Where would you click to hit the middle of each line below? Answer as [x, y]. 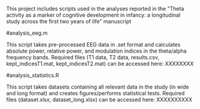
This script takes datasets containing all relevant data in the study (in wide [98, 87]
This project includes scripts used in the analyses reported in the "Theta [95, 9]
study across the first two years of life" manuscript [69, 21]
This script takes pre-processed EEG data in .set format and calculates [93, 45]
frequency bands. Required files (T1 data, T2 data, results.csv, [83, 57]
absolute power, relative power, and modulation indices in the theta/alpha [96, 51]
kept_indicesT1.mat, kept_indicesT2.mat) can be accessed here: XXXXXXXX [100, 63]
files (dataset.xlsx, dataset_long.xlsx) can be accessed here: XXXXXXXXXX [99, 99]
